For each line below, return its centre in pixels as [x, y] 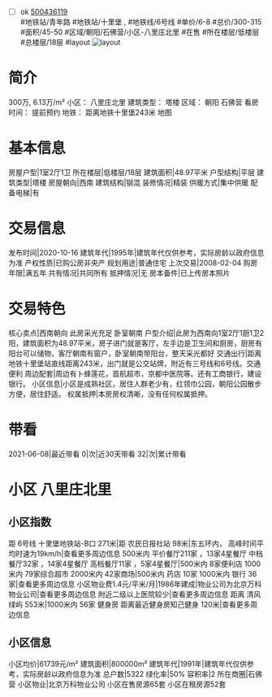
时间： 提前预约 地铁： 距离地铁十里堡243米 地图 [90, 112]
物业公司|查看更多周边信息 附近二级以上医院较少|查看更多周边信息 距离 [127, 594]
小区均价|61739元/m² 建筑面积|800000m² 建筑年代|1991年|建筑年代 [121, 664]
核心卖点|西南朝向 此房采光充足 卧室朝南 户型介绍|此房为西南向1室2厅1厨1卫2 [136, 333]
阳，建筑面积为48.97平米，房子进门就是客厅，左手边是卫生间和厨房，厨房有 [135, 343]
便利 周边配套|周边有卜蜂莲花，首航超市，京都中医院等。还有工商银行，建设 [135, 373]
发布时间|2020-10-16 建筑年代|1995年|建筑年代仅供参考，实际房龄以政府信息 [136, 252]
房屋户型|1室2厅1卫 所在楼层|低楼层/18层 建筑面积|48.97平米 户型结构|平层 [132, 172]
